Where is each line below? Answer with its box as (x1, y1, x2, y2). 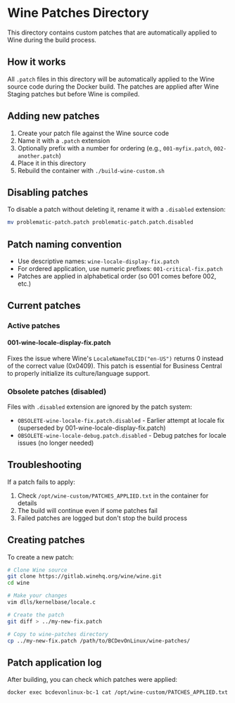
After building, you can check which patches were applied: (7, 676, 178, 684)
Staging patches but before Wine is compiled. (7, 89, 140, 98)
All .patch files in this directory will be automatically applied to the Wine (7, 75, 215, 83)
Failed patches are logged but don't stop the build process (17, 514, 188, 522)
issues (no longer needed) (17, 438, 94, 447)
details (17, 498, 37, 507)
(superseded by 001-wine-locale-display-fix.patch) (17, 424, 167, 432)
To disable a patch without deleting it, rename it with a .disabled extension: (7, 205, 227, 214)
